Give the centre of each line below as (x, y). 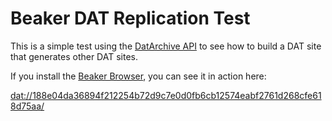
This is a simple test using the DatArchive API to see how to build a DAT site (166, 46)
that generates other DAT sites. (74, 56)
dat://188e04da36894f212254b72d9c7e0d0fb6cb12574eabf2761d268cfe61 (166, 95)
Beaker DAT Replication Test (130, 18)
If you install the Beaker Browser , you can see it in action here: (138, 76)
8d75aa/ (27, 106)
